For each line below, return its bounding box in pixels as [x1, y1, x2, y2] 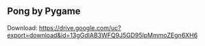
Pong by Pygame [7, 5, 81, 17]
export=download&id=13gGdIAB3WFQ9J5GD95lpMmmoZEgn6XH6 [7, 31, 198, 39]
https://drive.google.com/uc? [38, 23, 121, 32]
